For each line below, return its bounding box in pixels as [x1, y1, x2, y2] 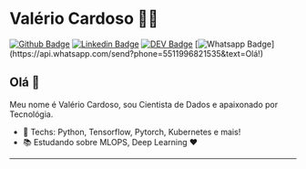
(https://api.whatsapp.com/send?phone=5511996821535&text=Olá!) [9, 48, 264, 58]
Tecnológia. [9, 109, 54, 120]
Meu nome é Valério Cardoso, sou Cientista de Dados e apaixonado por [9, 99, 279, 110]
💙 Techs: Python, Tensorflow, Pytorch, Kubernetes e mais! [22, 126, 241, 137]
